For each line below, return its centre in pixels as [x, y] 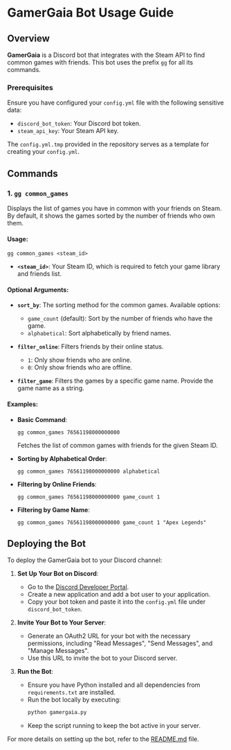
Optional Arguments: [38, 290]
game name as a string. [50, 388]
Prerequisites [30, 87]
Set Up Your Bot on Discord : [58, 574]
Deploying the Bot [47, 543]
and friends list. [39, 274]
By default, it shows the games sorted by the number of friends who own [111, 216]
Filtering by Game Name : [53, 509]
